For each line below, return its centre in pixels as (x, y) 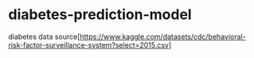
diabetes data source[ (44, 37)
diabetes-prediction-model (100, 15)
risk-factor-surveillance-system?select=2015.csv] (90, 44)
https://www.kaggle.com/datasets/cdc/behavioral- (162, 37)
